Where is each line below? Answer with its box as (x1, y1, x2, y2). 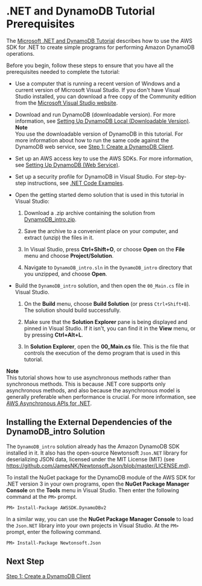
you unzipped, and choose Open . (24, 270, 107, 277)
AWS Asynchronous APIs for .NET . (6, 400, 92, 407)
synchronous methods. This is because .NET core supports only (6, 380, 166, 387)
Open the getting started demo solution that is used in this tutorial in (14, 191, 185, 198)
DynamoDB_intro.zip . (24, 216, 77, 223)
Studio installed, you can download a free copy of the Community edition (14, 93, 197, 100)
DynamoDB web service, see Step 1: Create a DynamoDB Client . (14, 143, 175, 150)
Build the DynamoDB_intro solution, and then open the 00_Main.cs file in (14, 281, 190, 289)
